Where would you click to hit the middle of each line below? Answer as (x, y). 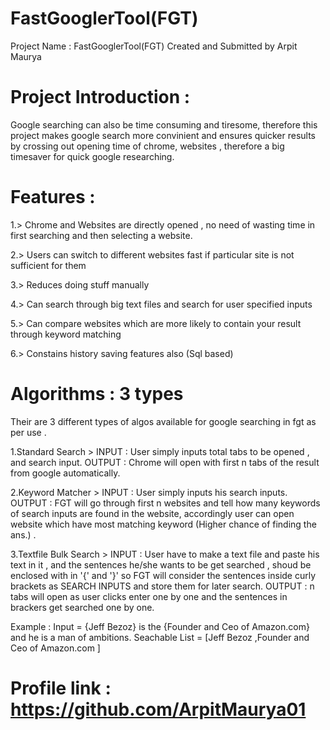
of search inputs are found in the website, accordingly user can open (152, 513)
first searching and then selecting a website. (101, 235)
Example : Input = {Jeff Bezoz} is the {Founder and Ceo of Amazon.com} (160, 626)
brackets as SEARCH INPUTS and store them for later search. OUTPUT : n (162, 586)
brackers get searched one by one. (82, 607)
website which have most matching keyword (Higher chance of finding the (163, 524)
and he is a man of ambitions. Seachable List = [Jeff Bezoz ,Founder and (160, 637)
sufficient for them (48, 265)
